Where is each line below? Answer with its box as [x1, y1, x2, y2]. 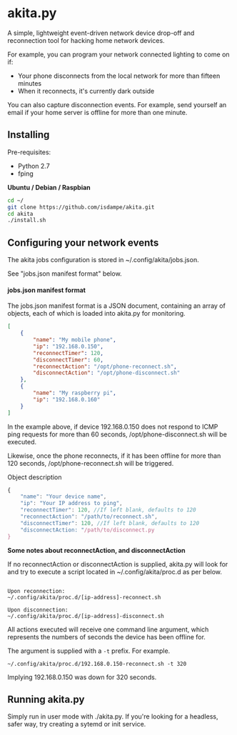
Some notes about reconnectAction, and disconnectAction [7, 546, 186, 554]
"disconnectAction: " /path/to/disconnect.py [20, 526, 155, 534]
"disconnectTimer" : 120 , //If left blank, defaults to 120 [20, 519, 200, 526]
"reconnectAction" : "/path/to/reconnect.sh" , [20, 513, 158, 521]
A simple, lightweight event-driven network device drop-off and [7, 29, 195, 37]
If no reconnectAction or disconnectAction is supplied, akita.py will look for [7, 559, 228, 569]
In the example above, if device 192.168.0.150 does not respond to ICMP [7, 422, 218, 431]
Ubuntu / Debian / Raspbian [7, 183, 91, 191]
